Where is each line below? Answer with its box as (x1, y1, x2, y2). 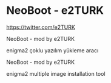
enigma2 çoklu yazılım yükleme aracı (6, 46, 99, 54)
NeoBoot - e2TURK (6, 4, 104, 17)
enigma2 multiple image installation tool (6, 70, 106, 77)
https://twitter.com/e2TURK (6, 23, 76, 31)
